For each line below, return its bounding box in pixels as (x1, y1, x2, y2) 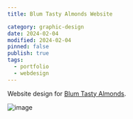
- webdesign (14, 69, 50, 77)
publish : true (7, 50, 50, 57)
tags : (7, 56, 23, 64)
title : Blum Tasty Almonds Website (7, 10, 113, 18)
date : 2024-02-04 (7, 30, 59, 37)
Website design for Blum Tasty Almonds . (7, 89, 127, 98)
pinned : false (7, 43, 50, 51)
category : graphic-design (7, 23, 84, 31)
